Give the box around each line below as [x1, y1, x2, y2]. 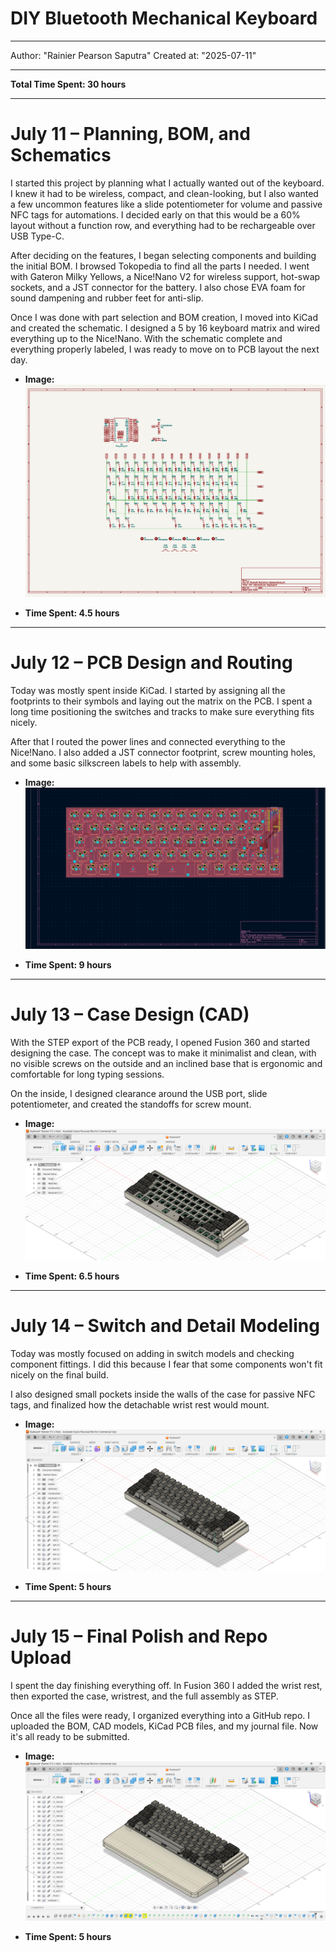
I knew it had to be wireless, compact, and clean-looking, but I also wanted [10, 187, 319, 199]
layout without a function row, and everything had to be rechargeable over [10, 219, 316, 231]
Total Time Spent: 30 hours [10, 78, 127, 90]
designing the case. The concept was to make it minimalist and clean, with [10, 1047, 317, 1059]
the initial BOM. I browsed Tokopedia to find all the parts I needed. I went [10, 260, 310, 272]
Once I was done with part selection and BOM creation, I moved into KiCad [10, 311, 319, 323]
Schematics [10, 144, 112, 167]
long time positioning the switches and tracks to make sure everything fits [10, 705, 315, 717]
